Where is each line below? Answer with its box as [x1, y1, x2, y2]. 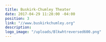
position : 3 [5, 16, 29, 21]
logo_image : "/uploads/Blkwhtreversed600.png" [5, 29, 102, 34]
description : [5, 25, 32, 30]
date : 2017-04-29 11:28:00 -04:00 [5, 12, 76, 16]
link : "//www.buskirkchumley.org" [5, 20, 76, 26]
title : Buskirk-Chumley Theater [5, 7, 71, 12]
